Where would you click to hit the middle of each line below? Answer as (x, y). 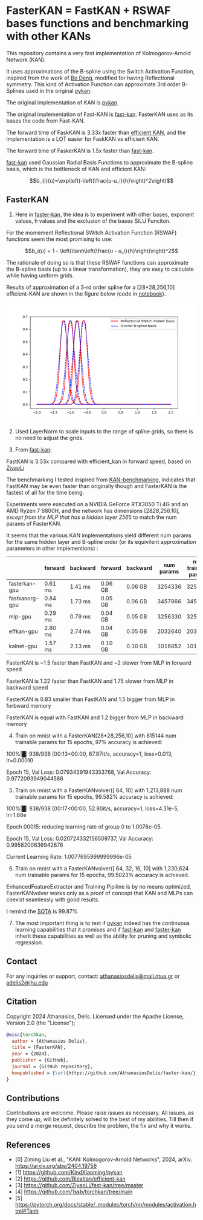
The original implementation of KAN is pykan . (63, 102)
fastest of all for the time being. (45, 492)
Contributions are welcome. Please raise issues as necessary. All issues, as (100, 1113)
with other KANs (49, 36)
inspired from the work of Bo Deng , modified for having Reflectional (91, 78)
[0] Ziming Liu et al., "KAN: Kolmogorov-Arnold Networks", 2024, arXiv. (104, 1159)
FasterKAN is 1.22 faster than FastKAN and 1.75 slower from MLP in (90, 681)
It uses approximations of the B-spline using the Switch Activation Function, (101, 71)
